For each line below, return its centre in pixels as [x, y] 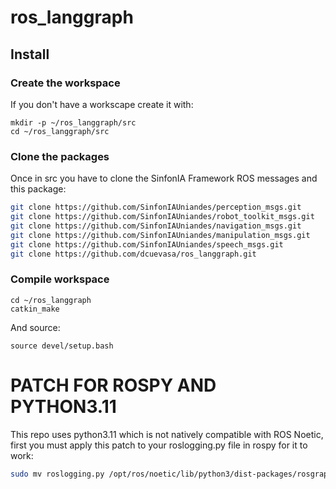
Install [30, 54]
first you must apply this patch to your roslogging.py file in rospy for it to [159, 445]
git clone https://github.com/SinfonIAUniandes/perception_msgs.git [156, 207]
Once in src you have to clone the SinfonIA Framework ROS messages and [164, 178]
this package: [38, 189]
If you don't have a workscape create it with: [102, 104]
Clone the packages [60, 156]
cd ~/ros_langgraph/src [60, 131]
